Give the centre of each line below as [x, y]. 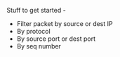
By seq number [39, 46]
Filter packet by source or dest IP [65, 24]
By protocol [33, 31]
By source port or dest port [56, 39]
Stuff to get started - [36, 10]
